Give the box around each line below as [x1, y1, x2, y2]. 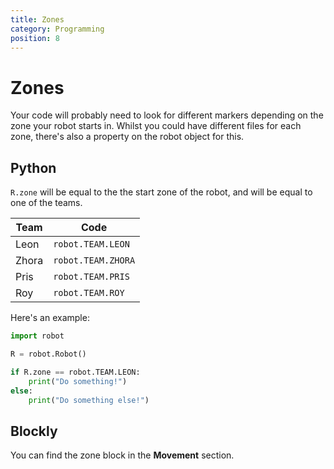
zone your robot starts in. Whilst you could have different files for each [10, 120, 302, 132]
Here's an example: [10, 312, 90, 324]
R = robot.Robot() [10, 349, 87, 359]
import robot [10, 331, 65, 341]
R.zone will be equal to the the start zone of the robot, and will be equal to [10, 186, 313, 198]
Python [10, 159, 57, 176]
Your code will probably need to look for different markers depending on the [10, 109, 324, 121]
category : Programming [10, 24, 105, 34]
